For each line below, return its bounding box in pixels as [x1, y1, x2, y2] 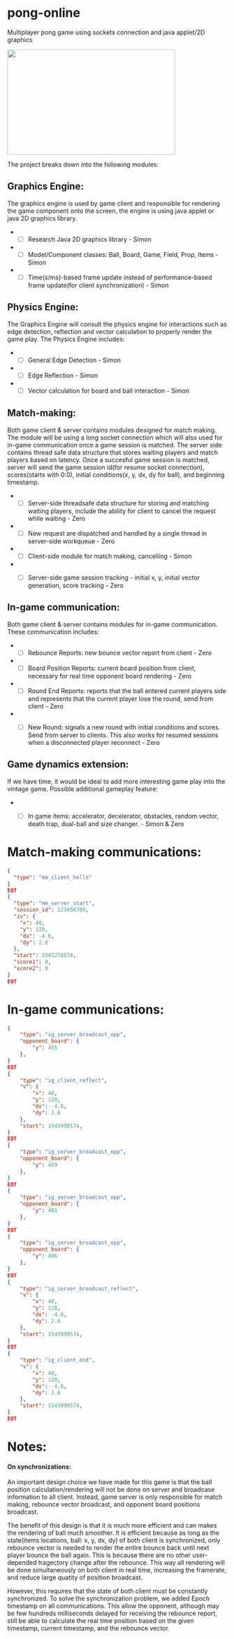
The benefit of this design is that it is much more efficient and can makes [7, 1521, 217, 1530]
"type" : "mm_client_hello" [13, 874, 92, 881]
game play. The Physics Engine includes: [7, 335, 125, 343]
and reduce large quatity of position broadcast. [7, 1573, 143, 1582]
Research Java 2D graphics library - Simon [27, 235, 152, 243]
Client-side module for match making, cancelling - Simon [27, 552, 192, 560]
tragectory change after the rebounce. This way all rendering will [38, 1558, 225, 1567]
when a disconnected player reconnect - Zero [27, 739, 161, 747]
